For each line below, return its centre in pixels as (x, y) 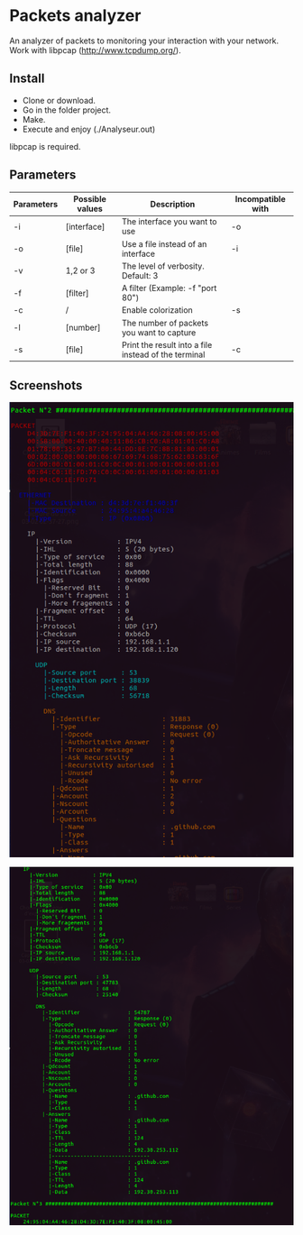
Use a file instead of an (164, 243)
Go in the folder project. (66, 110)
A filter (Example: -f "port (169, 288)
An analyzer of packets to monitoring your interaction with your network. (144, 41)
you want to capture (159, 332)
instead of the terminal (163, 354)
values (90, 209)
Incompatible (260, 199)
